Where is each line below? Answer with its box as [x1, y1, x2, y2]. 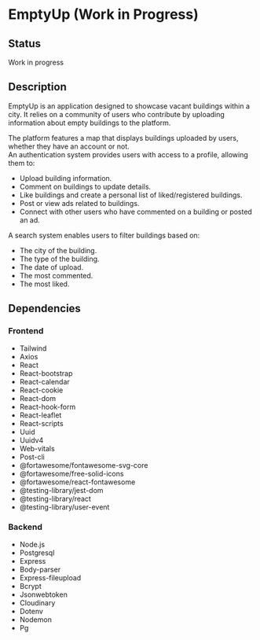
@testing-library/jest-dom [19, 485, 104, 495]
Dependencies [8, 302, 81, 315]
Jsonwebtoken [19, 590, 68, 599]
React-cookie [19, 385, 64, 395]
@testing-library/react [19, 494, 92, 503]
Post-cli [19, 452, 45, 462]
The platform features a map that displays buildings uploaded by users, [8, 133, 239, 142]
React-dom [19, 393, 57, 403]
